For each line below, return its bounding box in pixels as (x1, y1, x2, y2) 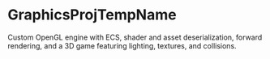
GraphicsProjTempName (7, 6, 177, 24)
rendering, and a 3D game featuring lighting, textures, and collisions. (7, 40, 237, 50)
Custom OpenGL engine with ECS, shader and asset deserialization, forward (7, 32, 263, 42)
